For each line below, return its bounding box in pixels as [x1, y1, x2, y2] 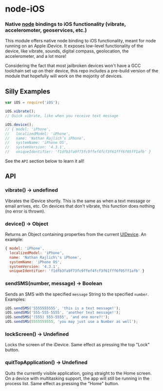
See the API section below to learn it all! [5, 158, 85, 164]
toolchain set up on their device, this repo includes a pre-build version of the [5, 68, 159, 74]
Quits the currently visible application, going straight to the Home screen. [5, 370, 152, 376]
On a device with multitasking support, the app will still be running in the [5, 375, 150, 381]
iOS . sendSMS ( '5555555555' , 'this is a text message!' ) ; [5, 305, 121, 311]
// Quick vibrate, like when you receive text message [5, 113, 119, 119]
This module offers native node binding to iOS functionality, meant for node [5, 38, 156, 44]
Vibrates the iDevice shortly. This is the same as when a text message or [5, 198, 151, 204]
